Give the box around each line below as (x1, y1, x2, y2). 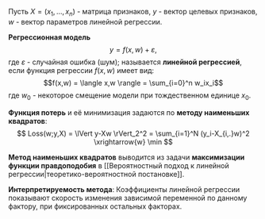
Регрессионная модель (8, 32, 91, 42)
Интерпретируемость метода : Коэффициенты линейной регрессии (8, 184, 240, 194)
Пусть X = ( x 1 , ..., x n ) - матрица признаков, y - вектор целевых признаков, (8, 7, 258, 18)
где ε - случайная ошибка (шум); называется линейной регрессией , (8, 57, 242, 67)
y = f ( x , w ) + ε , (109, 44, 157, 54)
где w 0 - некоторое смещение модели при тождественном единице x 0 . (8, 90, 252, 102)
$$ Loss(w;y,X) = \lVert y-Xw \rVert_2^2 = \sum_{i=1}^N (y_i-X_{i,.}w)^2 (17, 129, 250, 138)
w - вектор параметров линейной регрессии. (8, 17, 163, 26)
